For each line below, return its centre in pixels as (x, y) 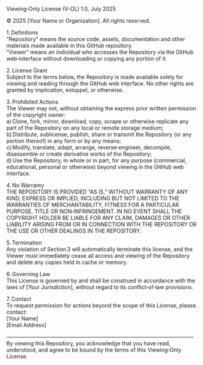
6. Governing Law (28, 274)
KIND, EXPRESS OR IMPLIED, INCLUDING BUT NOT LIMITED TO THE (93, 198)
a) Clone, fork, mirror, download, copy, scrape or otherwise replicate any (98, 121)
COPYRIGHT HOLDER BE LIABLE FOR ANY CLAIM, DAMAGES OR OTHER (98, 218)
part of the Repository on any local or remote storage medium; (85, 128)
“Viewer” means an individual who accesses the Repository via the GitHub (100, 52)
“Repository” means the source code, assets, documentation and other (96, 39)
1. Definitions (22, 32)
